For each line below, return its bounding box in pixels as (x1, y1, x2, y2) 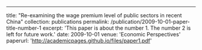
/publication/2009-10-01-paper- (110, 18, 191, 25)
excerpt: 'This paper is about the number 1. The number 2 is (42, 24, 191, 32)
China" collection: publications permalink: (6, 18, 109, 25)
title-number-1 (6, 24, 41, 32)
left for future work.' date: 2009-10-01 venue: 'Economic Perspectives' (6, 31, 181, 37)
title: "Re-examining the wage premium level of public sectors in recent (6, 12, 182, 18)
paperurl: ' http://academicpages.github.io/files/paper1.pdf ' (6, 37, 152, 44)
